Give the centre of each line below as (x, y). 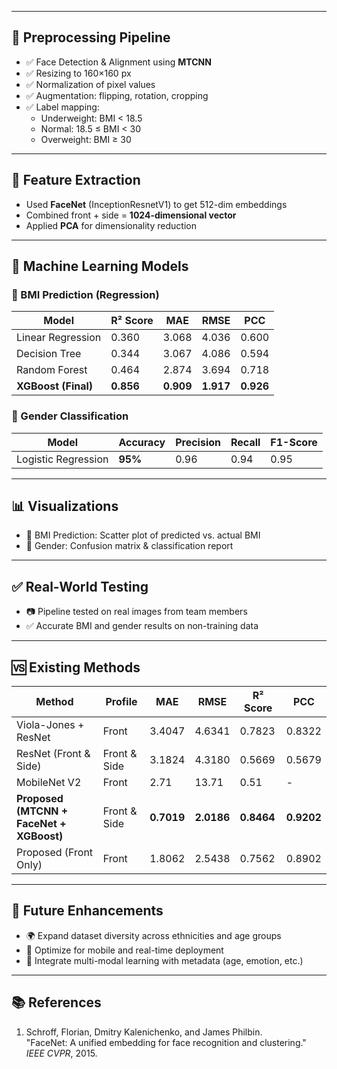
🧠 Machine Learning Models (100, 266)
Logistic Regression (62, 459)
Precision (198, 442)
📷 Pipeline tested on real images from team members (136, 612)
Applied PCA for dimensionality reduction (111, 225)
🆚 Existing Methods (76, 667)
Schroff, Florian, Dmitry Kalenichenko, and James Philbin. (144, 1032)
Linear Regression (59, 338)
